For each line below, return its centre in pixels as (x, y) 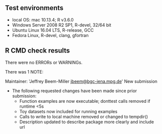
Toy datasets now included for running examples (68, 111)
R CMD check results (38, 51)
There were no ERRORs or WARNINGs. (44, 62)
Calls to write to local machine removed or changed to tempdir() (84, 116)
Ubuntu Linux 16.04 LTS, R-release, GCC (53, 30)
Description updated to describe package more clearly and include (87, 122)
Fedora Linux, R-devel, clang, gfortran (50, 35)
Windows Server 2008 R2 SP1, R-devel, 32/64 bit (61, 25)
